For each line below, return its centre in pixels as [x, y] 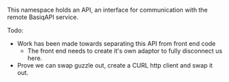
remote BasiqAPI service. [43, 17]
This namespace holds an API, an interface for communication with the [108, 10]
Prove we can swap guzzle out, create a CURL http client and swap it [115, 65]
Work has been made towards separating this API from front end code [116, 43]
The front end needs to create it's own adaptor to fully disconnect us [125, 51]
